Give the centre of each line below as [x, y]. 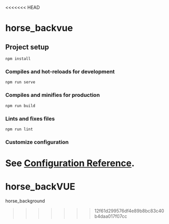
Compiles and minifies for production [52, 95]
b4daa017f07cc [111, 216]
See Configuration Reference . [70, 163]
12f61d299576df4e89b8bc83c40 [129, 211]
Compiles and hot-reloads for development [60, 71]
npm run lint [19, 129]
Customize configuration [37, 142]
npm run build [20, 106]
